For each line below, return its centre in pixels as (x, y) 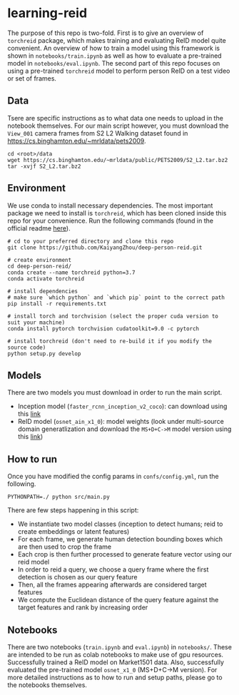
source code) (27, 347)
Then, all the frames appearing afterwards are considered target (112, 585)
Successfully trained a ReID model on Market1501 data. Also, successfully (116, 662)
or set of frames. (32, 78)
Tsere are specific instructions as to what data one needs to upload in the (115, 118)
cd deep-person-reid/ (40, 266)
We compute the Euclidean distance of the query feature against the (118, 600)
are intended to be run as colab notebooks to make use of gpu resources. (115, 655)
